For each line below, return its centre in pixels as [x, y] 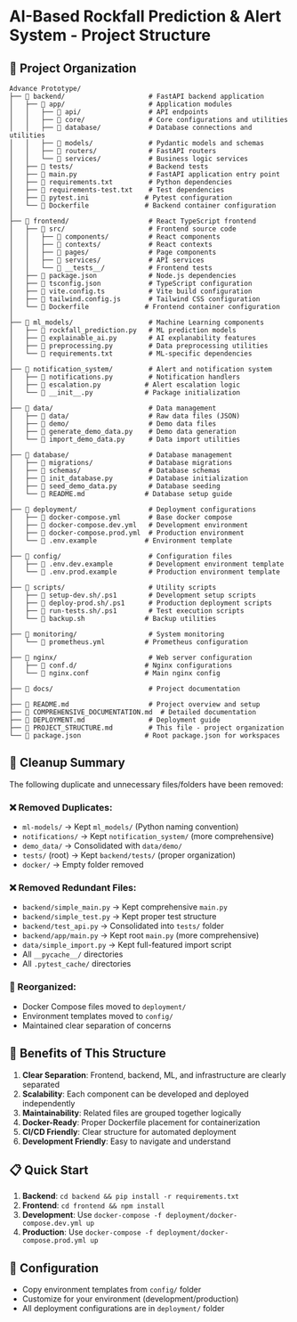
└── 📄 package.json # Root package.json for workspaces [144, 736]
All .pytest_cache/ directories [76, 964]
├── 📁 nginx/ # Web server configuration [131, 657]
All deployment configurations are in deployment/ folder [123, 1309]
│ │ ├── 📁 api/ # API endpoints [109, 112]
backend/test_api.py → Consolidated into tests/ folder [123, 926]
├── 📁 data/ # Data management [113, 408]
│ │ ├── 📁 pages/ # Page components [113, 252]
